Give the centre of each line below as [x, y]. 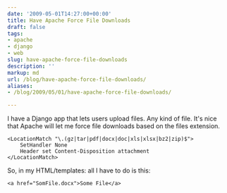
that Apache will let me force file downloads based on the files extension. [114, 126]
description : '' [31, 66]
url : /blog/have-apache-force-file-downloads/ [77, 79]
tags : [15, 33]
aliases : [20, 86]
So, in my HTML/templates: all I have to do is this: [79, 170]
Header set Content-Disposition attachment [85, 151]
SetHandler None [44, 145]
